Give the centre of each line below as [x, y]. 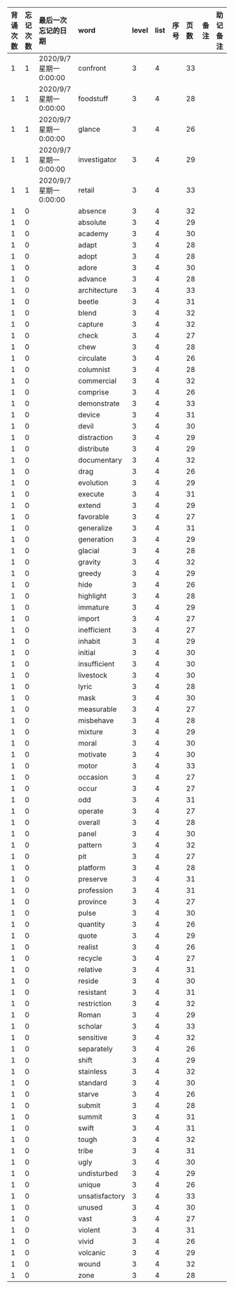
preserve [93, 879]
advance [92, 279]
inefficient [94, 630]
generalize [95, 528]
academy [93, 234]
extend [89, 505]
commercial [97, 381]
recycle [90, 958]
